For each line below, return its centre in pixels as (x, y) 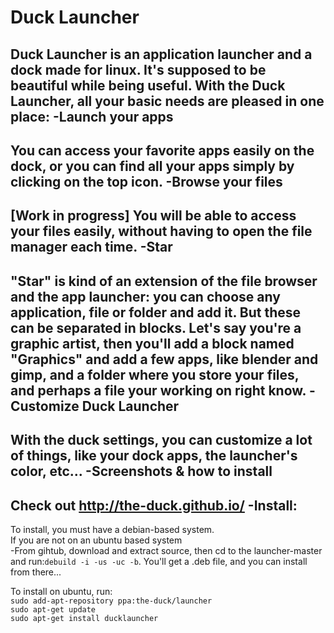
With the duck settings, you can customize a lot (161, 440)
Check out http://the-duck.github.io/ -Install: (154, 505)
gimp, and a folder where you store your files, (155, 374)
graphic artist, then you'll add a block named (152, 343)
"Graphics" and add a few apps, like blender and (164, 359)
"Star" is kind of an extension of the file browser (164, 281)
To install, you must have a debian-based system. (112, 529)
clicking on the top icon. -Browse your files (146, 181)
